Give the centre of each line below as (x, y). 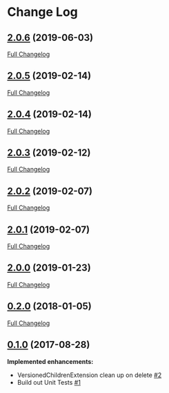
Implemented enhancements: (50, 361)
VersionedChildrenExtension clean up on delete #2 (89, 375)
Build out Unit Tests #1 (49, 382)
